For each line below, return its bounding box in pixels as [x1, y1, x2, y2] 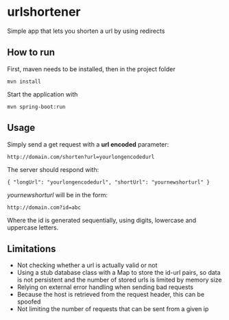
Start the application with [7, 90, 78, 98]
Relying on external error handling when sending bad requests [16, 283, 194, 291]
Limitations [7, 243, 56, 254]
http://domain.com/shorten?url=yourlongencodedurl [7, 153, 155, 160]
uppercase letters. [7, 223, 59, 232]
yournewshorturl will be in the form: [7, 190, 108, 199]
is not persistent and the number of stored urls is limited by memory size [16, 275, 222, 284]
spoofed [16, 297, 41, 306]
